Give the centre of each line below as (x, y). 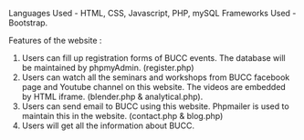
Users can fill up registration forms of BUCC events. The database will (153, 58)
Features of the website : (55, 40)
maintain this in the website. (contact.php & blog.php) (122, 116)
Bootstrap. (28, 23)
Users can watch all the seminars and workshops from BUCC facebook (156, 77)
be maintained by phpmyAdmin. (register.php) (108, 68)
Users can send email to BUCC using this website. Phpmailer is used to (155, 106)
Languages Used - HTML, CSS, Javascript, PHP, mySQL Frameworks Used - (152, 13)
